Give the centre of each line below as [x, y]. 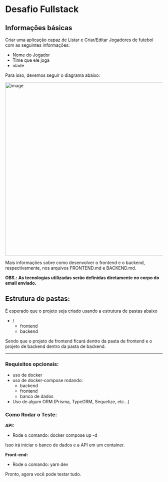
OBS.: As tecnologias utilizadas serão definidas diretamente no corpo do [82, 278]
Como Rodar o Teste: [31, 415]
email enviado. [21, 283]
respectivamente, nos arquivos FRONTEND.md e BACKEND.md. [71, 268]
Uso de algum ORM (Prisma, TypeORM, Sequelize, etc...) [71, 402]
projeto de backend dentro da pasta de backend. [55, 346]
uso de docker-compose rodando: [48, 381]
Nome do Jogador [31, 55]
